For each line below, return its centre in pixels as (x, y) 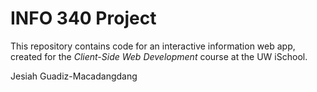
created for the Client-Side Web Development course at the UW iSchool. (159, 56)
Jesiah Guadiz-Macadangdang (74, 76)
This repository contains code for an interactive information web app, (153, 46)
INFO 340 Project (83, 18)
